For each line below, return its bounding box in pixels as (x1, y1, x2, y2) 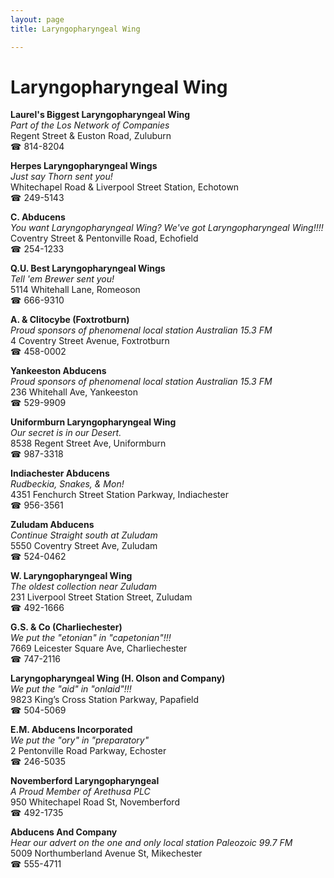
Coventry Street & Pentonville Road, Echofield (10, 232, 199, 245)
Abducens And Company (10, 826, 118, 838)
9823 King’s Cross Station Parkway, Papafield (10, 694, 200, 706)
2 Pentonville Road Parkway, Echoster (10, 745, 167, 757)
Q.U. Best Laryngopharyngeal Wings (10, 262, 166, 275)
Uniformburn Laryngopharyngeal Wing (10, 416, 177, 428)
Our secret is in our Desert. (10, 427, 122, 439)
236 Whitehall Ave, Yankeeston (10, 386, 139, 398)
